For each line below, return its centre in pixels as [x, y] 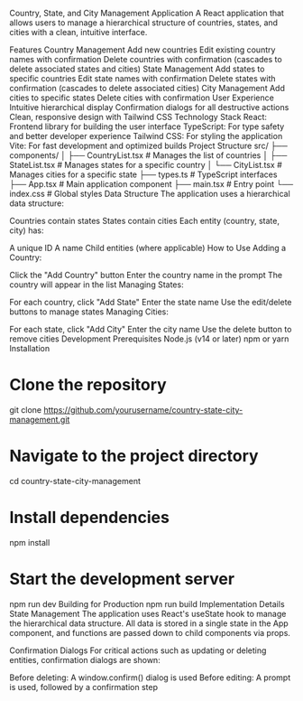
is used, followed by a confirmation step [83, 687]
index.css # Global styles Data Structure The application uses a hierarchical [150, 194]
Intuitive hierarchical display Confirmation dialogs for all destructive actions [149, 107]
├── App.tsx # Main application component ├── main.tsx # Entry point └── [151, 184]
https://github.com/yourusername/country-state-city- [143, 409]
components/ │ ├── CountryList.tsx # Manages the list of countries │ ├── [148, 155]
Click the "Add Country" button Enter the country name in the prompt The [146, 275]
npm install [30, 542]
